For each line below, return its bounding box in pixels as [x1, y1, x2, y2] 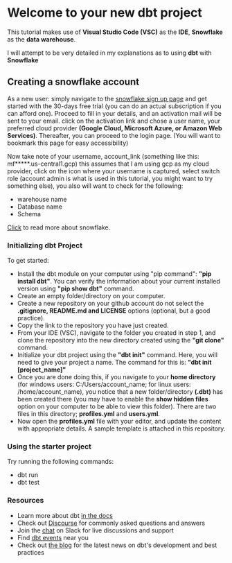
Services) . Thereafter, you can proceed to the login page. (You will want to [7, 131, 221, 139]
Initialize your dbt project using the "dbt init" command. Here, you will [17, 351, 218, 359]
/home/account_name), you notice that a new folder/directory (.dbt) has [17, 388, 224, 396]
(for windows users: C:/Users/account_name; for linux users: [17, 380, 192, 389]
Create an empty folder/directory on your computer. [17, 292, 166, 300]
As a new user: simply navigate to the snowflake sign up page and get [7, 94, 207, 103]
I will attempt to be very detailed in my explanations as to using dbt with [7, 49, 212, 57]
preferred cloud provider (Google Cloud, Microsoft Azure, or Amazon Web [7, 123, 223, 132]
